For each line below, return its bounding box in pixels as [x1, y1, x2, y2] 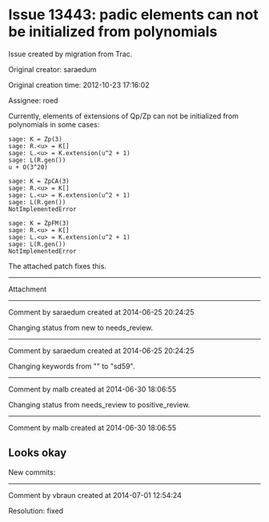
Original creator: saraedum [8, 64, 97, 74]
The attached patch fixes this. [8, 261, 106, 271]
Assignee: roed [8, 95, 58, 105]
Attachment [8, 284, 47, 294]
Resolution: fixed [8, 506, 64, 516]
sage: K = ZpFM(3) [8, 219, 70, 227]
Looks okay [8, 446, 67, 460]
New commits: [8, 467, 56, 477]
